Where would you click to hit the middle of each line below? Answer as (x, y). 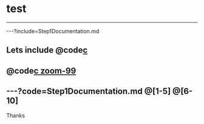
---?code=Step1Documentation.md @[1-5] (89, 92)
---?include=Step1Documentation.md (53, 31)
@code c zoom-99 (41, 70)
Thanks (16, 115)
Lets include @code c (47, 50)
